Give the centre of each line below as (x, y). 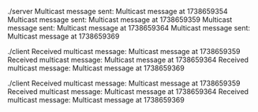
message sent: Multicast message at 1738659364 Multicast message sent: (129, 28)
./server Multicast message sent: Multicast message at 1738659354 (118, 11)
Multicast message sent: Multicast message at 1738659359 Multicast (120, 20)
